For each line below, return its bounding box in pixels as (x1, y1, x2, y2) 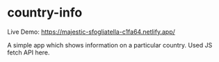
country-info (7, 5, 83, 21)
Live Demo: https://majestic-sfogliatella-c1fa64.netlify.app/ (7, 28, 176, 36)
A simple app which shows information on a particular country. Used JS (7, 41, 213, 49)
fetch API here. (7, 48, 50, 56)
